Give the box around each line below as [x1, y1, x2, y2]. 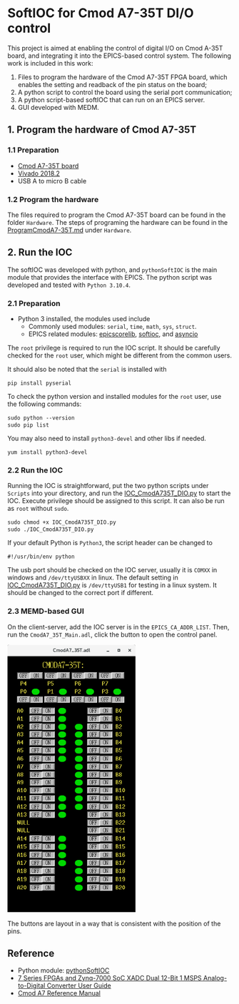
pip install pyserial [7, 380, 72, 387]
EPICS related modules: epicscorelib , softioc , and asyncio [28, 330, 198, 338]
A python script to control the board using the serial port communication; [17, 88, 233, 96]
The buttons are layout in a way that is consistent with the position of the [7, 919, 221, 928]
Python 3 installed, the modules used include [17, 315, 151, 323]
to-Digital [17, 981, 46, 990]
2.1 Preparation [7, 298, 61, 308]
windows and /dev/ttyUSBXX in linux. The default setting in [7, 573, 178, 582]
